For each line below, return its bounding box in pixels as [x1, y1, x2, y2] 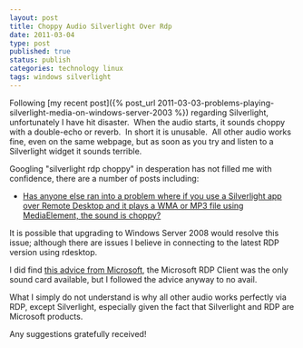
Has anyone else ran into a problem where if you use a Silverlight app [22, 190, 283, 201]
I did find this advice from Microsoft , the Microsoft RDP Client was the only [9, 264, 288, 275]
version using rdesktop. [9, 246, 98, 257]
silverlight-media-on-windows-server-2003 [9, 106, 173, 118]
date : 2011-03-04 [9, 30, 75, 39]
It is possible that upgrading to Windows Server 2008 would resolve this [9, 227, 279, 238]
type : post [9, 38, 51, 48]
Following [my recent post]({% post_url [9, 97, 156, 108]
